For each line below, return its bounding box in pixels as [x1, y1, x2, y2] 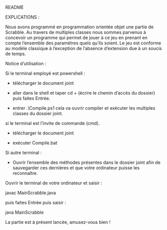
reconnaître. [12, 170, 38, 176]
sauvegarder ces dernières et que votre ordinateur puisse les [12, 165, 140, 171]
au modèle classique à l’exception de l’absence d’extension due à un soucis [5, 45, 162, 51]
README [5, 5, 24, 10]
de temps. [5, 51, 26, 57]
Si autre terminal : [5, 150, 42, 156]
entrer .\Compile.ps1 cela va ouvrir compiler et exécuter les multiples [12, 105, 155, 111]
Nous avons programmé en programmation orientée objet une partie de [5, 24, 154, 30]
